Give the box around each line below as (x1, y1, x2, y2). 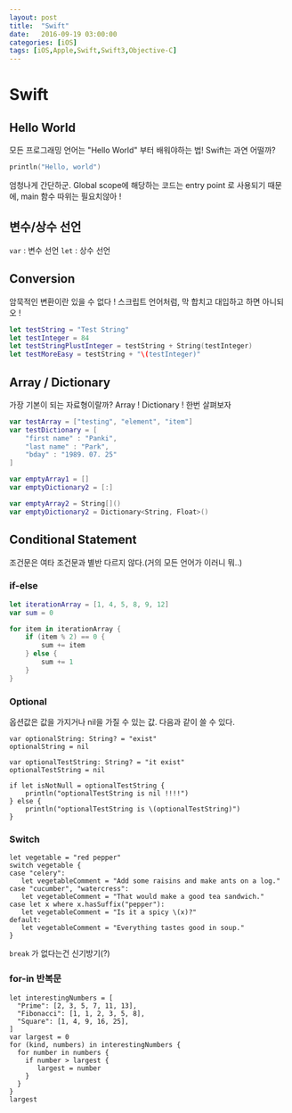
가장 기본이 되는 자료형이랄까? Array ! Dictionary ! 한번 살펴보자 (9, 399, 231, 410)
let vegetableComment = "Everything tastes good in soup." (20, 924, 245, 933)
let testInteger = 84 (9, 334, 90, 342)
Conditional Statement (9, 532, 137, 548)
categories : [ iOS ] (9, 37, 77, 47)
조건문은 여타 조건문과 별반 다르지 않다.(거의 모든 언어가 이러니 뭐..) (9, 556, 243, 567)
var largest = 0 (9, 1032, 69, 1042)
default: (9, 916, 42, 925)
